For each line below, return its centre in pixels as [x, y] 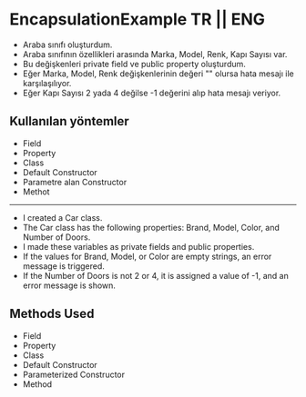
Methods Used [52, 314]
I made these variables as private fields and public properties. [138, 246]
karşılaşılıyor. [47, 83]
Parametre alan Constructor [75, 182]
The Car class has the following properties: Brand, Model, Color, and [151, 227]
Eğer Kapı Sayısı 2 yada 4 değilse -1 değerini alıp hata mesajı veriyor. [152, 93]
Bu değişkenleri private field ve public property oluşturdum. [134, 64]
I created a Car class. [62, 217]
